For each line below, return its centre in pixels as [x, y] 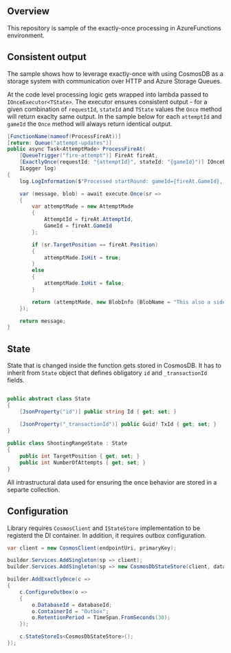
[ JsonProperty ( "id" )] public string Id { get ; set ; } [98, 411]
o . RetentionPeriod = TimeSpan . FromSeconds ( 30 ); [101, 618]
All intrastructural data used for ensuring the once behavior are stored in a [112, 482]
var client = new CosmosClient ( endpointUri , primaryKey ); [92, 548]
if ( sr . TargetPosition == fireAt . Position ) [95, 244]
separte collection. [34, 489]
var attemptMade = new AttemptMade [83, 206]
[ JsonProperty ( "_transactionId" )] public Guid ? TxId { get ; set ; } [118, 424]
